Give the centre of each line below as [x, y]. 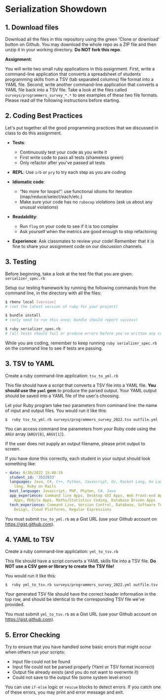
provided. [15, 605]
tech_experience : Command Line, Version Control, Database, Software [83, 505]
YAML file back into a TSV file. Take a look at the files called [66, 90]
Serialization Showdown [56, 9]
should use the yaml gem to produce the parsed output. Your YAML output [81, 390]
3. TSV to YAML [30, 364]
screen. [13, 449]
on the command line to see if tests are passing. [54, 348]
